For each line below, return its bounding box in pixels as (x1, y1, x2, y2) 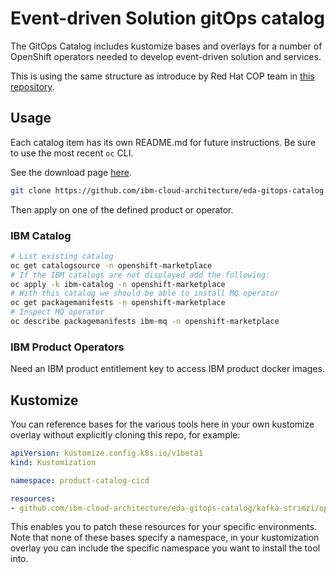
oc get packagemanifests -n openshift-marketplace (10, 298, 226, 308)
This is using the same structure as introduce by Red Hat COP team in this (10, 70, 315, 82)
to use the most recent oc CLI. (10, 147, 134, 159)
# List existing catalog (10, 251, 114, 261)
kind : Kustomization (10, 457, 97, 467)
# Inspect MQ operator (10, 307, 105, 317)
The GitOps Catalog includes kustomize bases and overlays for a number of (10, 40, 323, 52)
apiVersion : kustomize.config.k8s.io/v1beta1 (10, 448, 203, 459)
